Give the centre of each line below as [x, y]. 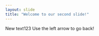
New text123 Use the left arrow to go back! [50, 28]
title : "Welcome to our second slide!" [47, 14]
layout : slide [20, 10]
